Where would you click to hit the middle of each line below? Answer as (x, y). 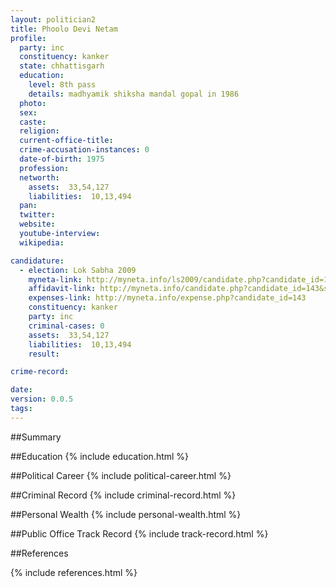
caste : (33, 122)
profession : (44, 168)
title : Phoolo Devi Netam (64, 29)
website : (37, 224)
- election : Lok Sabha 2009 (78, 270)
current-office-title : (66, 141)
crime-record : (40, 372)
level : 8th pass (62, 85)
